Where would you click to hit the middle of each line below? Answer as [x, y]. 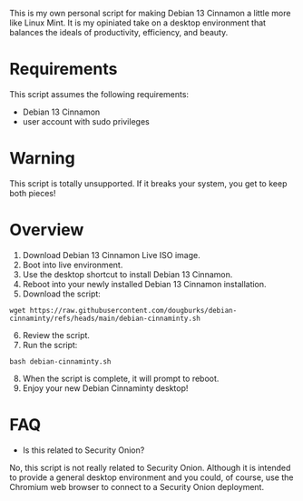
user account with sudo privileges [86, 121]
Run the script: [50, 345]
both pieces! [33, 193]
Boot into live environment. [73, 265]
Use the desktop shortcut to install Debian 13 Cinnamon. [127, 274]
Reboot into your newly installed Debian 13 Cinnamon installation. [144, 284]
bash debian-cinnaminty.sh [60, 361]
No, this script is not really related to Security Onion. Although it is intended [150, 467]
